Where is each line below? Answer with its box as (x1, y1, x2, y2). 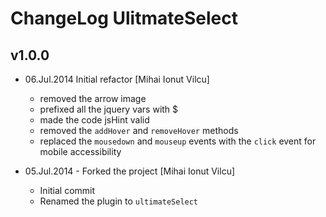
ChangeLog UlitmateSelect (10, 7, 238, 30)
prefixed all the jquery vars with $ (39, 103, 179, 115)
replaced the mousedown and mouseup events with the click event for (39, 135, 317, 147)
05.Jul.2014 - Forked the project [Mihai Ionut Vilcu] (24, 165, 236, 177)
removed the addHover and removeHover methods (39, 125, 239, 136)
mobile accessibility (39, 146, 122, 157)
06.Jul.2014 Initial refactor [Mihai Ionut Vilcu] (24, 73, 210, 85)
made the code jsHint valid (39, 114, 150, 126)
